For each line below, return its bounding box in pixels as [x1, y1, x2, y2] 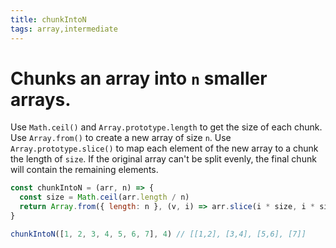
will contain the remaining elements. [10, 164, 159, 176]
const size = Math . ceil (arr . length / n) [19, 192, 190, 203]
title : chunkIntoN [10, 14, 87, 25]
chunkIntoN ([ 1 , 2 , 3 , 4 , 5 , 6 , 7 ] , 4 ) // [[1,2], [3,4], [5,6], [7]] [10, 229, 307, 239]
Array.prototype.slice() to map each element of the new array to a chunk [10, 142, 319, 155]
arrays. [10, 88, 72, 111]
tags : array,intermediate [10, 24, 118, 34]
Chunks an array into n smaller [10, 67, 268, 90]
